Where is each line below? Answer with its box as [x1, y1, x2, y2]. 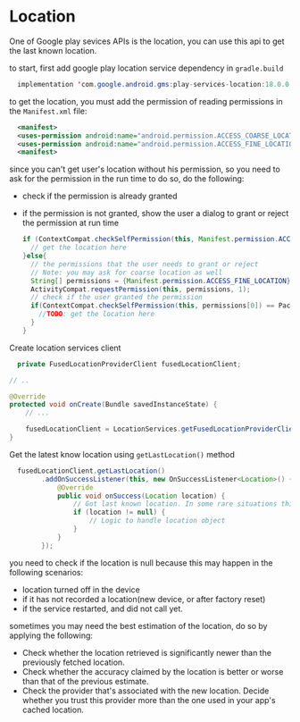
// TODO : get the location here [38, 310, 155, 319]
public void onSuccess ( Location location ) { [56, 491, 226, 500]
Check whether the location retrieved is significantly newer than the [21, 647, 272, 658]
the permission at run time [21, 217, 119, 229]
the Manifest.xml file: [9, 105, 87, 116]
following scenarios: [9, 567, 84, 577]
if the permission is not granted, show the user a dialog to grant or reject [21, 208, 289, 219]
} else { [21, 252, 47, 261]
